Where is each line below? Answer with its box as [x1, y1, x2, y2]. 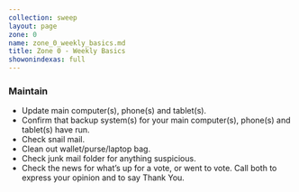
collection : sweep [8, 13, 77, 23]
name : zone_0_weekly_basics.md [8, 38, 126, 48]
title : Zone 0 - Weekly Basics [8, 47, 126, 56]
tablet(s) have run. [21, 124, 91, 135]
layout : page [8, 22, 58, 31]
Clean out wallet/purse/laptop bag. [21, 143, 150, 154]
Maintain [8, 85, 49, 97]
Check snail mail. [21, 134, 86, 145]
